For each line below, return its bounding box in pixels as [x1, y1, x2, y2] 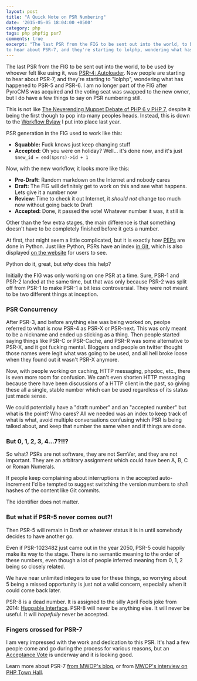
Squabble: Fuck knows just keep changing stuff [14, 141, 131, 148]
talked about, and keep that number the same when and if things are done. [6, 423, 186, 430]
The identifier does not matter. [6, 498, 80, 506]
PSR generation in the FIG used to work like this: [6, 129, 123, 136]
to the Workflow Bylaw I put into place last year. [6, 118, 121, 125]
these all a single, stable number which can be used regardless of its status [6, 386, 188, 393]
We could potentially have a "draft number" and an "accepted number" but [6, 404, 186, 411]
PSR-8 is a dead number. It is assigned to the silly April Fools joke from [6, 598, 177, 605]
